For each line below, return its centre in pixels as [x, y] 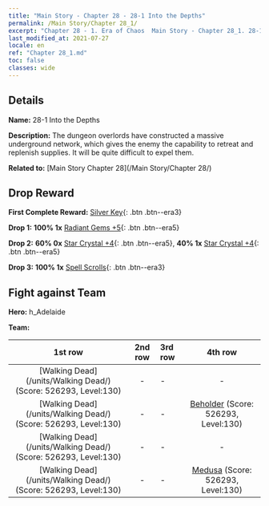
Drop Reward [41, 193]
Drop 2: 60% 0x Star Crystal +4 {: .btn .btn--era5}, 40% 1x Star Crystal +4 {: [134, 243]
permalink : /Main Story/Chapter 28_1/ [73, 23]
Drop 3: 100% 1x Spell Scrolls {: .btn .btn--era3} [87, 267]
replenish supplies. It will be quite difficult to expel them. [101, 152]
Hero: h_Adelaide [37, 312]
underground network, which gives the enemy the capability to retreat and [131, 144]
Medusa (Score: [222, 470]
